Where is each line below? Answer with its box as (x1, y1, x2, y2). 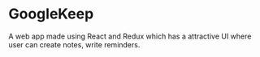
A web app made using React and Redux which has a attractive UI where (8, 31, 252, 41)
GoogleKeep (8, 5, 94, 23)
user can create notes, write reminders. (8, 39, 141, 49)
